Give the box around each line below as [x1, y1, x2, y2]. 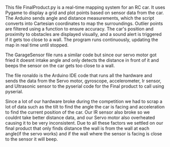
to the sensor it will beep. [5, 136, 58, 142]
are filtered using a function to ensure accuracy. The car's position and [5, 26, 154, 32]
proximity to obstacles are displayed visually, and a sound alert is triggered [5, 31, 162, 37]
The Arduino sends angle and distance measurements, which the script [5, 15, 155, 21]
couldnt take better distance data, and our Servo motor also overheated [5, 115, 155, 121]
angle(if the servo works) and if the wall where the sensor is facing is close [5, 131, 162, 136]
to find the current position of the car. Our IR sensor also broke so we [5, 109, 150, 115]
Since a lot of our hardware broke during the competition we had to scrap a [5, 98, 162, 104]
